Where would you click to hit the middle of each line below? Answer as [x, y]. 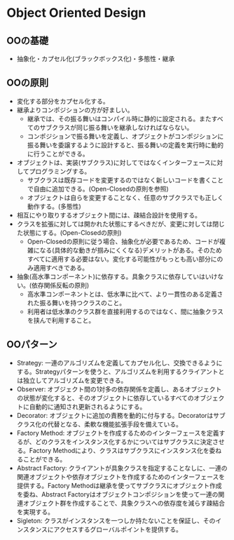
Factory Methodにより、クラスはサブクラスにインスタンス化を [119, 450]
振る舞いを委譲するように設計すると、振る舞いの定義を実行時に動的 [125, 144]
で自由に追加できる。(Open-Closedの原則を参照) [98, 189]
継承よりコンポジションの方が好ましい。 [75, 109]
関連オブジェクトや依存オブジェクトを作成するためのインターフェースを [121, 477]
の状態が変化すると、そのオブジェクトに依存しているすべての [105, 398]
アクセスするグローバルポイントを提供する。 [118, 529]
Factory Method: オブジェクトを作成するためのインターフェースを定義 [118, 433]
